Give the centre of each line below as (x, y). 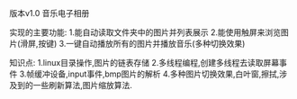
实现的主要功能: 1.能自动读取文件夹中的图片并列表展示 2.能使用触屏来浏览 (145, 32)
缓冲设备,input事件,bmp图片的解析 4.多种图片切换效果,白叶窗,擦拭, (157, 74)
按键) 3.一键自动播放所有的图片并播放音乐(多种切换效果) (142, 44)
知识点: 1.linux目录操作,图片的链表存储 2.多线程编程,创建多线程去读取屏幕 (144, 63)
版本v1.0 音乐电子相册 (49, 13)
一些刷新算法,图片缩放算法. (83, 85)
